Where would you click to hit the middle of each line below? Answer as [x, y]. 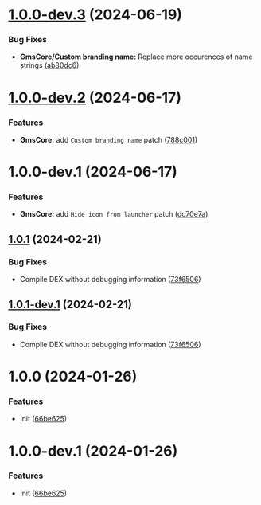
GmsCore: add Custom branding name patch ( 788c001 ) [109, 139]
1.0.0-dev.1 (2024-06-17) [93, 172]
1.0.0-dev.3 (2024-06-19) [95, 15]
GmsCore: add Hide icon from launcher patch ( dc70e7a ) [114, 214]
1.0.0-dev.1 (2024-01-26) [93, 451]
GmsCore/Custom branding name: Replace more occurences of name [136, 57]
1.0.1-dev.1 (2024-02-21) [70, 304]
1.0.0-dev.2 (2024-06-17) [95, 98]
